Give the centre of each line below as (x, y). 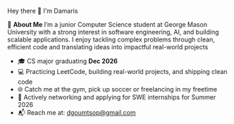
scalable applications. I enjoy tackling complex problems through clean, (111, 39)
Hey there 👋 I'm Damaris (43, 11)
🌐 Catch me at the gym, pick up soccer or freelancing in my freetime (117, 89)
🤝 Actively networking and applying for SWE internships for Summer (117, 97)
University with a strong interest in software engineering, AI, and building (113, 32)
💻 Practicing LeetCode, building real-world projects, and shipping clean (122, 72)
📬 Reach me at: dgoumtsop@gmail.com (76, 112)
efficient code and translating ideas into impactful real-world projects (108, 47)
